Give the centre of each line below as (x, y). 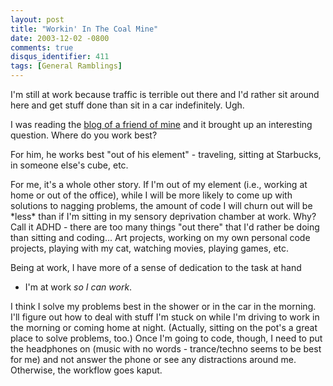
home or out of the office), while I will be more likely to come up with (151, 195)
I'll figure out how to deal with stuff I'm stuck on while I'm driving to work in (165, 317)
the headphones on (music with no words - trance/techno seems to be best (166, 349)
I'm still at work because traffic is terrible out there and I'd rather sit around (165, 94)
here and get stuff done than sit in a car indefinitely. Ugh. (127, 105)
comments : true (42, 47)
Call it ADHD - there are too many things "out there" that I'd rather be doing (165, 227)
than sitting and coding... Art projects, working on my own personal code (160, 237)
